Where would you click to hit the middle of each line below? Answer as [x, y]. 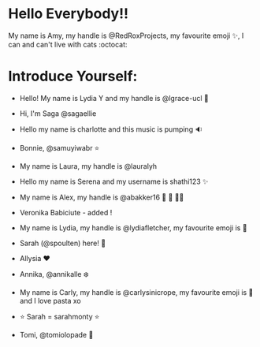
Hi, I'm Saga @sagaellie [58, 113]
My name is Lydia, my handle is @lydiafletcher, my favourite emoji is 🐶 [133, 228]
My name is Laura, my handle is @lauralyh [88, 166]
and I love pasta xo [50, 300]
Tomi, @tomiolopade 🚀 [56, 334]
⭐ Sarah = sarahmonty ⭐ [59, 316]
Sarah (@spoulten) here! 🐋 [63, 243]
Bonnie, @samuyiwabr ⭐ [59, 147]
